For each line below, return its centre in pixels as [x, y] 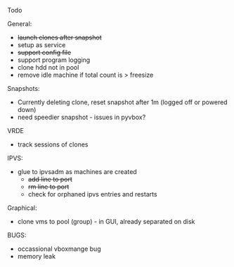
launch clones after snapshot [59, 37]
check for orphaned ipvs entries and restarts [92, 194]
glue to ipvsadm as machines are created [77, 172]
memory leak [37, 256]
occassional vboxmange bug [59, 249]
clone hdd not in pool [48, 67]
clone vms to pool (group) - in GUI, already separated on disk [106, 222]
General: [20, 24]
